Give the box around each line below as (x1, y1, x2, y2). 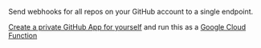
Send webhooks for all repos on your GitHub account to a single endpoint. (8, 7, 254, 16)
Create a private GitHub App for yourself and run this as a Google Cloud (8, 22, 247, 31)
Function (8, 31, 38, 40)
